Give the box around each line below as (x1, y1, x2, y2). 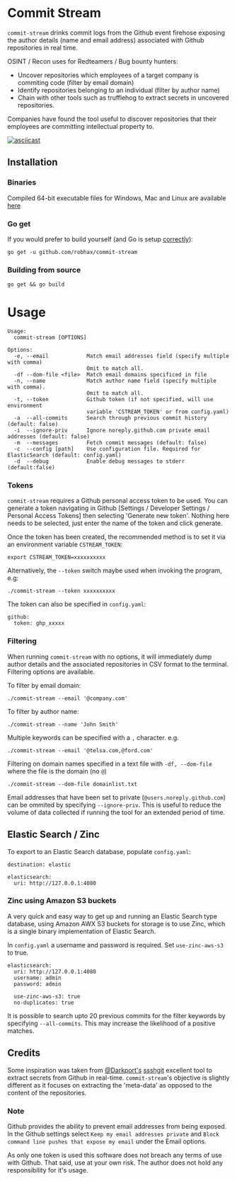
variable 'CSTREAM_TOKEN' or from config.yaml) (86, 408, 230, 415)
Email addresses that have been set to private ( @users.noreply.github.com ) (7, 793, 226, 801)
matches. (7, 1026, 35, 1035)
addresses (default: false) (7, 433, 91, 440)
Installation (7, 156, 58, 168)
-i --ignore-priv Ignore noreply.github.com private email (13, 427, 211, 434)
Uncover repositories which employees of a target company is (17, 71, 200, 79)
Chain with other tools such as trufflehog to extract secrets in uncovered (17, 93, 229, 102)
